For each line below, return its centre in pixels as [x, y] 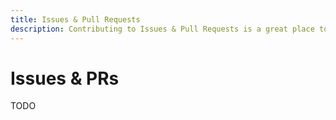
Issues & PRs [65, 78]
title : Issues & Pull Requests [75, 19]
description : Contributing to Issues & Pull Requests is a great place [162, 29]
